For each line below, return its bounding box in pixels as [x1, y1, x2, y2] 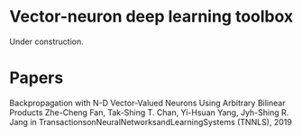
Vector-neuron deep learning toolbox [9, 6, 294, 27]
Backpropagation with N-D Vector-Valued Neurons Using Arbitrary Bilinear [9, 97, 286, 108]
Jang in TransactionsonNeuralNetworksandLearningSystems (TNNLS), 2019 [9, 116, 293, 127]
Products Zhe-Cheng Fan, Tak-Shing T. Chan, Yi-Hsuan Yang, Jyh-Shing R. [9, 106, 289, 118]
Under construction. [9, 36, 84, 47]
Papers [9, 68, 64, 88]
